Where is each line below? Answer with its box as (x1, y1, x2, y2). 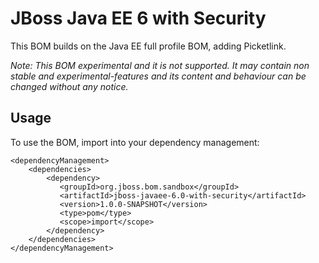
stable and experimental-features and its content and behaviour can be (10, 70, 307, 82)
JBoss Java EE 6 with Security (10, 7, 267, 30)
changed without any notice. (10, 80, 129, 92)
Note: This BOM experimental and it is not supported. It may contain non (10, 59, 310, 71)
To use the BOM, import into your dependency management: (10, 136, 260, 148)
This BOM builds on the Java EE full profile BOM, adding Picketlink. (10, 40, 287, 52)
